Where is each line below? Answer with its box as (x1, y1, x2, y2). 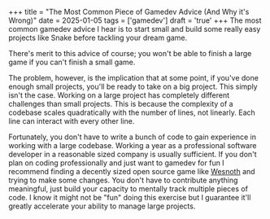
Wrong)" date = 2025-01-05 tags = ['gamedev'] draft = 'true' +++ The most (8, 15, 262, 25)
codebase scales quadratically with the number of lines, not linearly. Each (8, 107, 256, 117)
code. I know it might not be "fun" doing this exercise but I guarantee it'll (8, 193, 251, 202)
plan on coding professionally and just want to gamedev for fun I (8, 158, 225, 168)
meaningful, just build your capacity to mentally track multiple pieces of (8, 184, 248, 194)
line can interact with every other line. (8, 116, 135, 125)
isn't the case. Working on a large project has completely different (8, 90, 230, 100)
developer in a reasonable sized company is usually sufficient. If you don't (8, 150, 258, 159)
